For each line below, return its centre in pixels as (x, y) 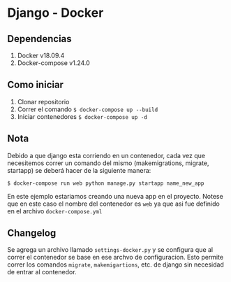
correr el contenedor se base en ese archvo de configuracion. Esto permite (115, 258)
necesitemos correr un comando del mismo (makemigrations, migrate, (108, 163)
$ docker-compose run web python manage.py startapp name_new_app (106, 183)
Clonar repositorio (43, 101)
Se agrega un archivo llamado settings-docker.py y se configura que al (110, 250)
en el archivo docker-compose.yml (55, 211)
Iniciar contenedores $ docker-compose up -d (82, 116)
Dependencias (39, 39)
